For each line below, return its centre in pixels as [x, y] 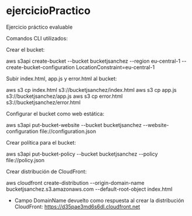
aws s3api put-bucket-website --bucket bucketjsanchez [74, 125]
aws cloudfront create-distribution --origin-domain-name [75, 183]
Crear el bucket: [25, 49]
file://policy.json [25, 160]
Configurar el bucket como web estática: [55, 114]
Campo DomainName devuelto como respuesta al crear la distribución [99, 200]
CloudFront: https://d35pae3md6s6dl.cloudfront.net [77, 207]
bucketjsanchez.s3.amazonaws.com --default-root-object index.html [89, 189]
